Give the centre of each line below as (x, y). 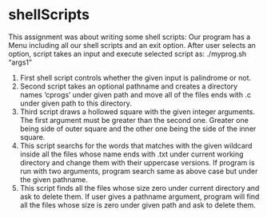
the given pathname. (54, 179)
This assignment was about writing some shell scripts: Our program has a (130, 37)
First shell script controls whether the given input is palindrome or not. (135, 77)
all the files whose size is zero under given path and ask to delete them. (137, 204)
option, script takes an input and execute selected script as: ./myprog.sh (128, 54)
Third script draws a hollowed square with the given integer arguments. (137, 111)
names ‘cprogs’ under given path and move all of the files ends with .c (135, 94)
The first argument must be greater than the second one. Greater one (134, 120)
